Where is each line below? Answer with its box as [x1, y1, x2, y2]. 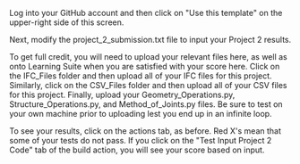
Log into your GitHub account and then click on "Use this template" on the [9, 8, 283, 18]
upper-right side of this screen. [9, 17, 124, 28]
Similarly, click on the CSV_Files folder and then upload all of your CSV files [9, 80, 287, 90]
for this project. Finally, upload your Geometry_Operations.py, [9, 89, 236, 100]
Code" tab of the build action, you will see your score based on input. [9, 144, 265, 155]
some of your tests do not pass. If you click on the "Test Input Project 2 [9, 135, 272, 145]
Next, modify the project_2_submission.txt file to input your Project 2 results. [9, 35, 292, 45]
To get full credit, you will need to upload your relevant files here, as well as [9, 52, 288, 61]
